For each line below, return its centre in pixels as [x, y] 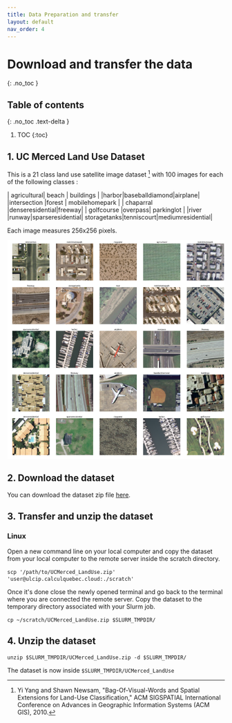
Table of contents [46, 105]
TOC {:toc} [32, 135]
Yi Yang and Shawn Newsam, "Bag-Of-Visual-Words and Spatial [108, 691]
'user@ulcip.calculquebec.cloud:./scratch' [71, 579]
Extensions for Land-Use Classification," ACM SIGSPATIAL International [119, 697]
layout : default [30, 22]
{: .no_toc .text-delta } [38, 121]
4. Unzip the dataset [51, 641]
